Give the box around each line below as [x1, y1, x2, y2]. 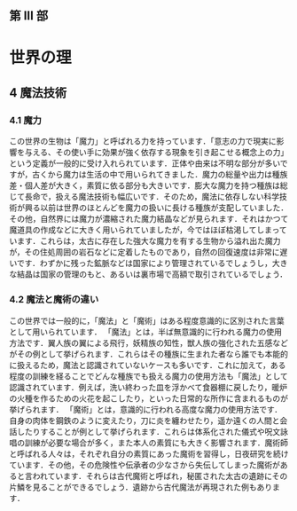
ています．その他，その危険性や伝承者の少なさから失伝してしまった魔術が [9, 460, 281, 470]
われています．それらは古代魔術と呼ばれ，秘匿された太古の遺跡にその [32, 470, 288, 481]
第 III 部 [9, 8, 49, 24]
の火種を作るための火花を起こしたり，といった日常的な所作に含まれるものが [9, 393, 289, 404]
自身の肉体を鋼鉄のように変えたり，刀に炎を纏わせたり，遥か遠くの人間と [9, 415, 281, 426]
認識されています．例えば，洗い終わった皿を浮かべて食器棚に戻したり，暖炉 [9, 381, 288, 392]
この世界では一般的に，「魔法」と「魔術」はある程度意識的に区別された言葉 [9, 315, 285, 326]
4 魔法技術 [9, 85, 67, 100]
